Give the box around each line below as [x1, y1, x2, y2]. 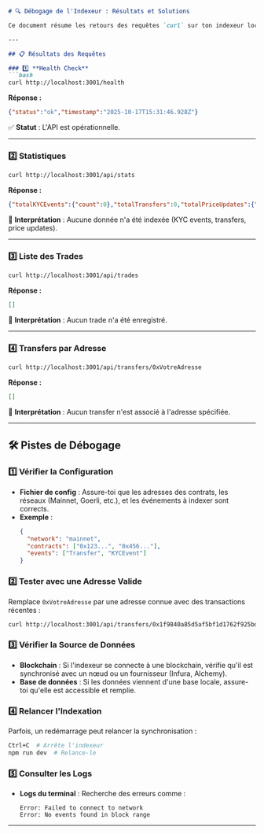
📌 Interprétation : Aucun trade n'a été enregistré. [8, 316, 167, 325]
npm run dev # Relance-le [8, 748, 97, 757]
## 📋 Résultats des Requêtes [8, 50, 106, 58]
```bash [8, 72, 34, 79]
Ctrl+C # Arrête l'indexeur [8, 741, 104, 749]
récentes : [8, 605, 41, 614]
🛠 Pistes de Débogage [8, 438, 122, 452]
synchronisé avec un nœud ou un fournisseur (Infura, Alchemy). [19, 669, 228, 678]
